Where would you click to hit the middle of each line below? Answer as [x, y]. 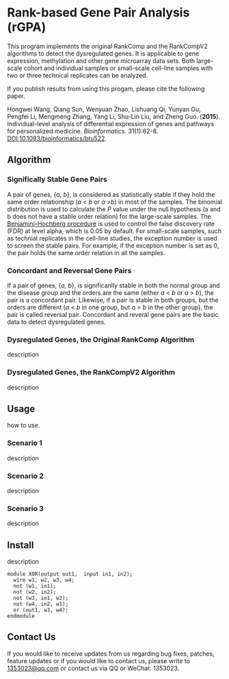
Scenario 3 [26, 508]
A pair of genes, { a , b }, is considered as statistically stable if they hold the [111, 194]
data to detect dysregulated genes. [56, 322]
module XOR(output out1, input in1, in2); [70, 574]
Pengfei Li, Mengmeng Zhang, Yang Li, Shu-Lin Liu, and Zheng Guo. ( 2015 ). [114, 116]
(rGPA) [27, 27]
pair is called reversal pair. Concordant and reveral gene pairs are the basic [113, 314]
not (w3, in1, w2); [41, 598]
